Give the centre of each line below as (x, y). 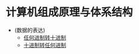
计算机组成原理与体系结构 (69, 12)
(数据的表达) (30, 30)
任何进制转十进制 (45, 37)
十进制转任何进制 (45, 45)
